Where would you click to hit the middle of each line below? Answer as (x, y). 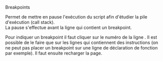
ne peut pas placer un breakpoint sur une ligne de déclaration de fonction (81, 48)
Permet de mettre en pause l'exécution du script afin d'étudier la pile (76, 17)
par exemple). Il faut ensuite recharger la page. (54, 53)
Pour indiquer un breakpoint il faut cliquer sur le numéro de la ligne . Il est (81, 37)
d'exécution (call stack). (30, 22)
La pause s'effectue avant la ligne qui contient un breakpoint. (69, 27)
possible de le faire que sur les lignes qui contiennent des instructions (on (82, 42)
